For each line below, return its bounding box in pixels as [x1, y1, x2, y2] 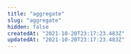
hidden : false [7, 23, 50, 30]
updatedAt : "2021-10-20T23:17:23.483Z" [7, 36, 125, 43]
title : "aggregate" [7, 10, 65, 18]
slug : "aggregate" [7, 17, 62, 24]
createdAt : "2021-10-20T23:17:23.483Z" [7, 29, 125, 37]
